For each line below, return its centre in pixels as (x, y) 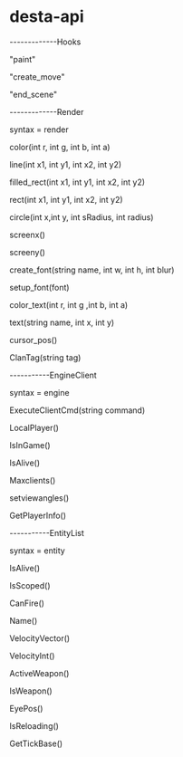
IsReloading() (34, 725)
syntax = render (39, 129)
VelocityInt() (32, 656)
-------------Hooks (45, 42)
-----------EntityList (47, 532)
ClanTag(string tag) (45, 357)
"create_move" (37, 77)
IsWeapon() (31, 691)
